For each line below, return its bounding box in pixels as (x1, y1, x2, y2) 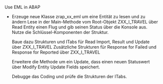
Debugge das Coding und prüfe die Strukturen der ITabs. (11, 74, 127, 79)
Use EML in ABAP (4, 4, 40, 10)
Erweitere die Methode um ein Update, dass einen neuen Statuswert (11, 59, 150, 64)
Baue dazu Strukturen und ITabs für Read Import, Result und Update (11, 39, 150, 45)
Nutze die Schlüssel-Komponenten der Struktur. (11, 29, 109, 35)
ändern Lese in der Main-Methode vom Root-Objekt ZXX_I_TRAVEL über (11, 19, 158, 25)
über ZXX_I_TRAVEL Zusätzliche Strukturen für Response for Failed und (11, 44, 157, 50)
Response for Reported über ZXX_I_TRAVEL (11, 49, 100, 55)
